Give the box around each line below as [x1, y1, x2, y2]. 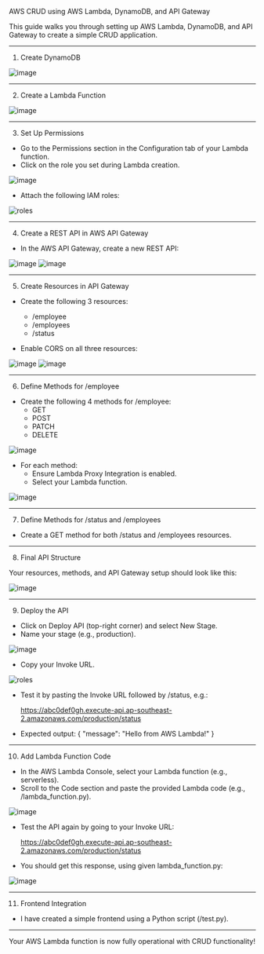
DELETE [31, 430, 58, 439]
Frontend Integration [20, 899, 87, 908]
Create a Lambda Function [20, 90, 107, 100]
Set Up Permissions [20, 129, 85, 137]
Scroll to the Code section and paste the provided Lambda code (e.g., [20, 784, 246, 792]
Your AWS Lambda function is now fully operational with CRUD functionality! [9, 937, 256, 945]
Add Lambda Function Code [20, 751, 111, 761]
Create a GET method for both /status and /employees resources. [20, 530, 232, 539]
